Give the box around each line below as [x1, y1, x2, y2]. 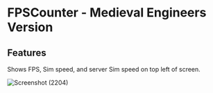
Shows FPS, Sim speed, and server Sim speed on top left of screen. [7, 65, 201, 73]
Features [7, 47, 46, 59]
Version [7, 19, 53, 35]
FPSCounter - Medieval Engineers [7, 5, 207, 21]
